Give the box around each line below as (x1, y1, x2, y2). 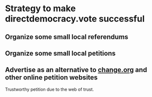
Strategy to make (5, 3, 76, 14)
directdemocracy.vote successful (5, 13, 145, 24)
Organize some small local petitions (5, 49, 116, 58)
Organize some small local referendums (5, 33, 129, 41)
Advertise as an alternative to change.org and (5, 66, 147, 74)
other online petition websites (5, 74, 98, 82)
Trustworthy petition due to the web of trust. (5, 86, 94, 92)
